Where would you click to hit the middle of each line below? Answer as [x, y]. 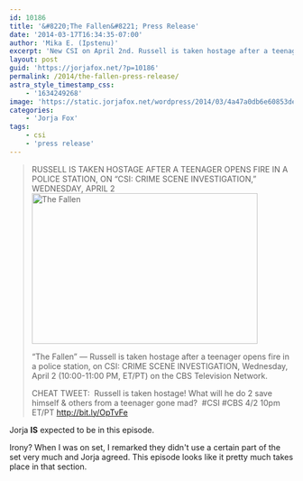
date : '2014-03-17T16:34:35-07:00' [76, 34]
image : [22, 102]
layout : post [34, 60]
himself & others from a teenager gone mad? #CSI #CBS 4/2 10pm [156, 402]
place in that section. [48, 467]
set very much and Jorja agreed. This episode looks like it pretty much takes [151, 457]
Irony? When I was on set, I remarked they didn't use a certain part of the [145, 447]
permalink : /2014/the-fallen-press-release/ [94, 77]
